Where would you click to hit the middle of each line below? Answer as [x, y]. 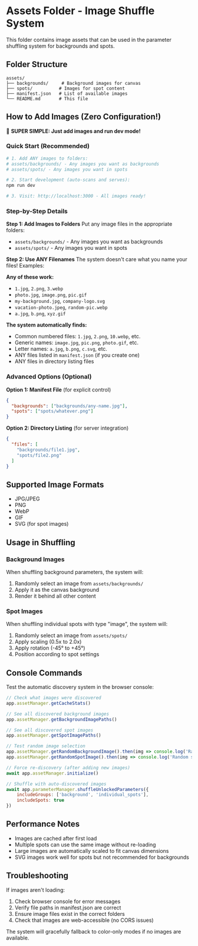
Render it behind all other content [55, 596]
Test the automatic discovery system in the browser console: [80, 687]
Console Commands [44, 673]
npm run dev [21, 186]
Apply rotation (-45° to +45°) [50, 648]
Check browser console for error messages [67, 901]
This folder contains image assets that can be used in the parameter [89, 39]
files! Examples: [25, 266]
